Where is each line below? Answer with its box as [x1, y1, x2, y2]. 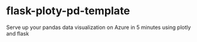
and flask [6, 30, 29, 37]
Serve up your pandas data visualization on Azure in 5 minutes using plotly [6, 24, 191, 31]
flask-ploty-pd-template [6, 4, 130, 18]
